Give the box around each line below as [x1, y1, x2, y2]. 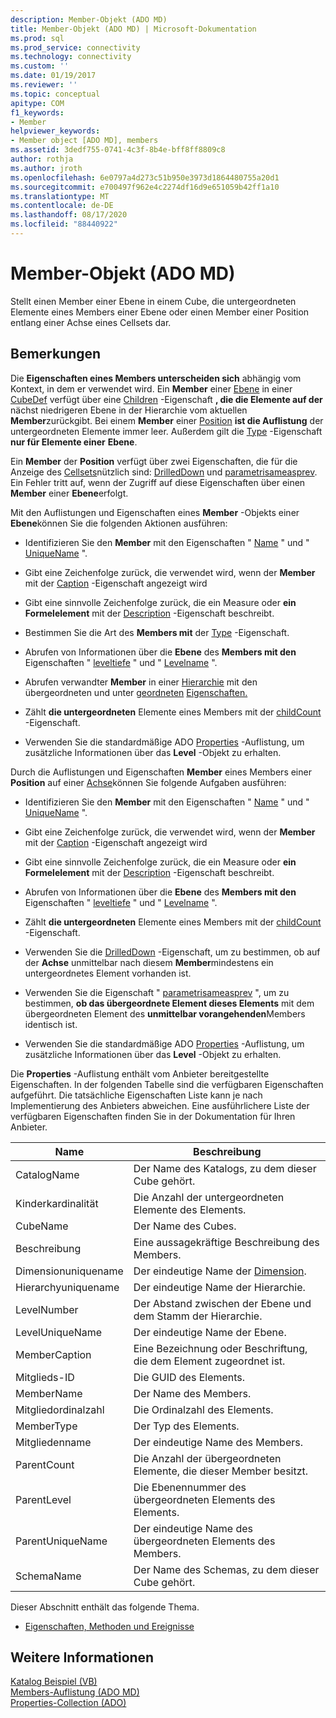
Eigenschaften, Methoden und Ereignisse [24, 1620, 195, 1632]
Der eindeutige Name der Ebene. [133, 1325, 287, 1339]
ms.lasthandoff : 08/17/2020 [10, 210, 128, 220]
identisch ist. [24, 1018, 78, 1030]
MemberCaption [15, 1347, 92, 1361]
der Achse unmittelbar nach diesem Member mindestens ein [24, 956, 274, 968]
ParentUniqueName [15, 1534, 108, 1548]
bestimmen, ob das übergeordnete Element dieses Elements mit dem [24, 997, 315, 1009]
